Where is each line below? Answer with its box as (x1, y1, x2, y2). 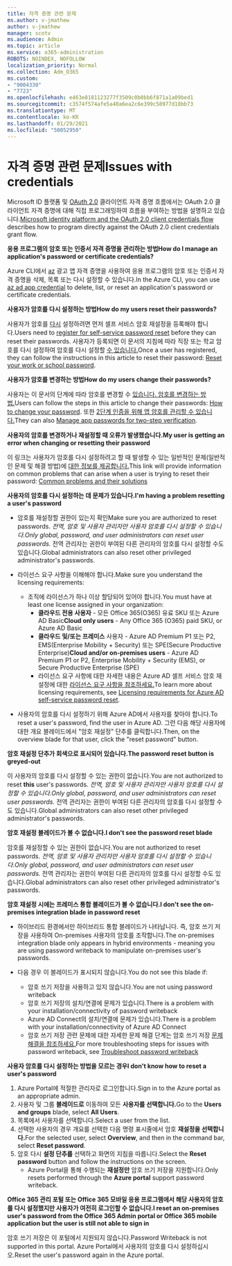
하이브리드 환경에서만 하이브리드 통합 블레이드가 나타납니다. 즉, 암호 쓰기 (17, 923, 213, 931)
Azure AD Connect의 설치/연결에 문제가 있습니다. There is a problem (27, 1015, 216, 1023)
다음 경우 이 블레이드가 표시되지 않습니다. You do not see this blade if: (17, 968, 208, 977)
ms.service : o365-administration (7, 49, 104, 56)
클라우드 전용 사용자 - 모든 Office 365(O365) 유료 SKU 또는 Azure (37, 609, 220, 617)
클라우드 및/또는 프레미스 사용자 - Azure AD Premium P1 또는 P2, (37, 632, 216, 640)
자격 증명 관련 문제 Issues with (7, 159, 172, 175)
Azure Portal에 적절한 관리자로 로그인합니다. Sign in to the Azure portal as (17, 1084, 221, 1092)
